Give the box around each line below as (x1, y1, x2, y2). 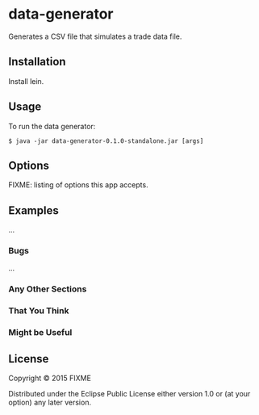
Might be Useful (8, 327, 73, 338)
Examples (8, 203, 59, 217)
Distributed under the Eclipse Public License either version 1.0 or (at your (8, 389, 251, 399)
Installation (8, 55, 66, 69)
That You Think (8, 305, 69, 316)
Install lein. (8, 76, 44, 86)
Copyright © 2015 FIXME (8, 373, 91, 384)
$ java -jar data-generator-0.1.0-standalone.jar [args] (8, 136, 204, 145)
